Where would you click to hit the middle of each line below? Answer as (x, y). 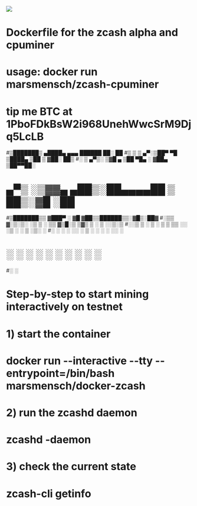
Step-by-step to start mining (78, 294)
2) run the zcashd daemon (72, 413)
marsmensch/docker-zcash (76, 386)
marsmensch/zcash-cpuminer (83, 85)
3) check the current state (71, 467)
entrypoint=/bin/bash (60, 373)
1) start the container (58, 334)
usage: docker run (52, 72)
